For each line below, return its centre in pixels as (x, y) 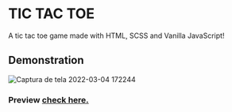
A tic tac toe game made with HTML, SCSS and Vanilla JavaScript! (116, 35)
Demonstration (46, 60)
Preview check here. (48, 99)
